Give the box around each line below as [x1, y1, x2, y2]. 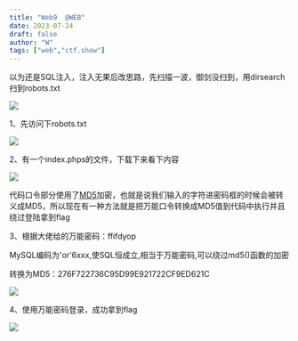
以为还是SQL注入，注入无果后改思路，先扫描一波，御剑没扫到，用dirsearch [9, 72, 286, 83]
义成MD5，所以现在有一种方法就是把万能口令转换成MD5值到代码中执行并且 [9, 201, 286, 212]
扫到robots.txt [9, 83, 60, 93]
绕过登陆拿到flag [9, 212, 71, 223]
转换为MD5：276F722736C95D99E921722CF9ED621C [9, 269, 211, 280]
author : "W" [9, 37, 53, 47]
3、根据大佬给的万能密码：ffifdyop [9, 231, 136, 241]
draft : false [9, 29, 58, 38]
